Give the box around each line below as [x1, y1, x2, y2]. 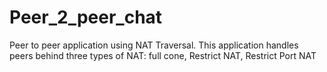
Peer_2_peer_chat [9, 6, 163, 29]
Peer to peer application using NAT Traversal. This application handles [9, 39, 299, 51]
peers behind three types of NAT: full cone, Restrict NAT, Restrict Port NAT [9, 49, 317, 61]
